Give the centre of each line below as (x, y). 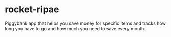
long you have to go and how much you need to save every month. (75, 28)
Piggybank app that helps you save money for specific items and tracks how (85, 23)
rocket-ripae (32, 9)
